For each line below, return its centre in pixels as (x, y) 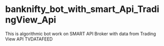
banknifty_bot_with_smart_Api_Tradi (82, 9)
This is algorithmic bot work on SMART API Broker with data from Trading (81, 33)
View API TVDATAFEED (29, 39)
